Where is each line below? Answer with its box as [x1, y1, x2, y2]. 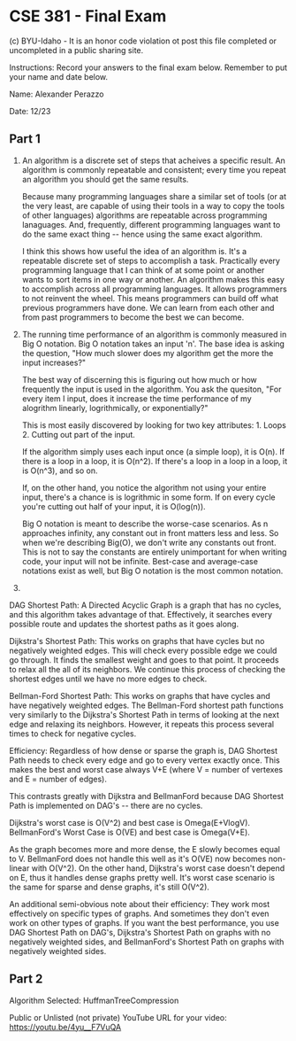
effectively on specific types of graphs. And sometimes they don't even [9, 908, 269, 919]
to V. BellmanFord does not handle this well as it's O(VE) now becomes [9, 853, 267, 864]
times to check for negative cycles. [9, 728, 137, 739]
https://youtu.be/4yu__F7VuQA [9, 1022, 122, 1032]
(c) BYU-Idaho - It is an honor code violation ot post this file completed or [9, 35, 277, 46]
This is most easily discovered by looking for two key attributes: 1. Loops [21, 419, 287, 431]
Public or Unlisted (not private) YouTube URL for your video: [9, 1012, 227, 1022]
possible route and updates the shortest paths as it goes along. [9, 618, 239, 629]
